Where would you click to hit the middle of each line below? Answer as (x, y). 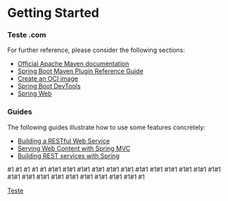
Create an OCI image (48, 79)
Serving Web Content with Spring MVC (74, 148)
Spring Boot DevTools (49, 86)
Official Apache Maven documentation (73, 64)
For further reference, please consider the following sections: (96, 50)
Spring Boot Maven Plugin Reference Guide (80, 71)
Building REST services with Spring (68, 155)
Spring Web (34, 93)
